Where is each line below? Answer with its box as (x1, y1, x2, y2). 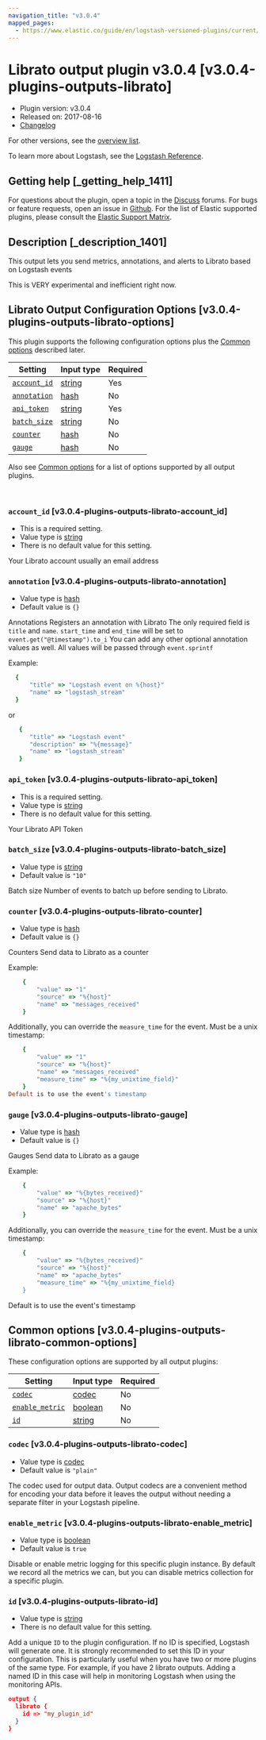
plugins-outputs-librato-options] (8, 315, 175, 329)
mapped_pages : (8, 19, 55, 27)
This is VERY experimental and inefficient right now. (8, 279, 177, 290)
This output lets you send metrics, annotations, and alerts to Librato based (8, 256, 251, 266)
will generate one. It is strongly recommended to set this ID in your (8, 1646, 226, 1656)
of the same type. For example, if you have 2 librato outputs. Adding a (8, 1663, 236, 1673)
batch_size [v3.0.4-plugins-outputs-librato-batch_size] (8, 844, 226, 855)
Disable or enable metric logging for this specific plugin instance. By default (8, 1559, 256, 1569)
